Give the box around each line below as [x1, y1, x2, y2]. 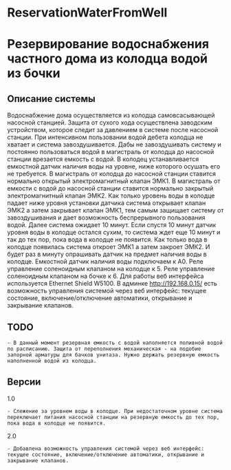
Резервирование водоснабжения [7, 36, 210, 52]
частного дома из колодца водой [7, 51, 208, 67]
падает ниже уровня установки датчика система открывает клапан [7, 199, 206, 207]
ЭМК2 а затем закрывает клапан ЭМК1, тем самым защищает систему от [7, 206, 224, 215]
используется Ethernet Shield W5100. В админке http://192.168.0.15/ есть [7, 279, 218, 288]
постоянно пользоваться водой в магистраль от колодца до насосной [7, 148, 214, 156]
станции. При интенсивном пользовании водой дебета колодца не [7, 133, 203, 142]
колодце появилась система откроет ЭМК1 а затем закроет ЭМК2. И [7, 243, 210, 251]
